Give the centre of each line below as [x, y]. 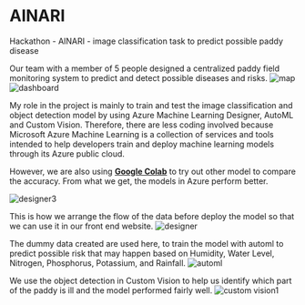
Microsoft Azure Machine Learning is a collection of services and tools [142, 134]
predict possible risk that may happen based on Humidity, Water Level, [142, 253]
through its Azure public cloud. [67, 153]
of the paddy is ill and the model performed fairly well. [111, 290]
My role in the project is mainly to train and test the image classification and [151, 105]
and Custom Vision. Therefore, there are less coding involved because [142, 125]
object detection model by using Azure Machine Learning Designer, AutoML [152, 115]
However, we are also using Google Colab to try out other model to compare [152, 171]
